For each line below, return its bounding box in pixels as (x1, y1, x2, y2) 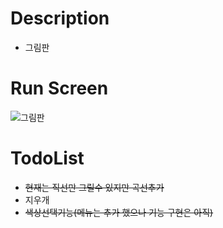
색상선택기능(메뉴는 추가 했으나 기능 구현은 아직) (24, 206, 214, 218)
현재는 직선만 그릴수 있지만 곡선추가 (24, 181, 165, 193)
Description (10, 7, 110, 30)
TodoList (10, 147, 85, 170)
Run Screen (10, 77, 109, 100)
